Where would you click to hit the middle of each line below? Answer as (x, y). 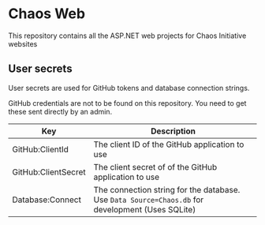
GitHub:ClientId (41, 149)
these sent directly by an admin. (60, 111)
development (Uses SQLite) (145, 209)
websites (23, 43)
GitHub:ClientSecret (49, 172)
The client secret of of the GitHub (155, 167)
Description (173, 131)
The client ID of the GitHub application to (169, 144)
